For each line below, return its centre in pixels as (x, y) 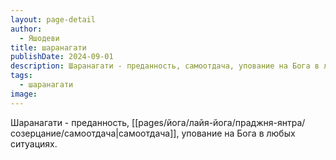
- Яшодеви (39, 38)
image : (24, 94)
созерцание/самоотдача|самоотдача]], (95, 133)
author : (26, 29)
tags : (21, 76)
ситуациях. (34, 143)
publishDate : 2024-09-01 (62, 57)
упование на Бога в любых (238, 133)
